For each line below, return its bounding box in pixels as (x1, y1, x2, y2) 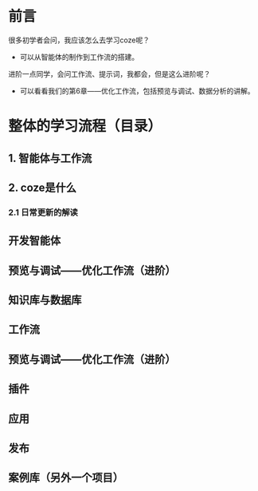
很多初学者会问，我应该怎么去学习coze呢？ (8, 35, 150, 45)
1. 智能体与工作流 (8, 151, 92, 164)
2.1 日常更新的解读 (8, 207, 78, 218)
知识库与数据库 (8, 293, 82, 307)
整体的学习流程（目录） (8, 117, 162, 136)
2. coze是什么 (8, 180, 77, 194)
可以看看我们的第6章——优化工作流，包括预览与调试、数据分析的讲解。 (19, 85, 255, 96)
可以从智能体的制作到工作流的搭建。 (19, 52, 139, 61)
